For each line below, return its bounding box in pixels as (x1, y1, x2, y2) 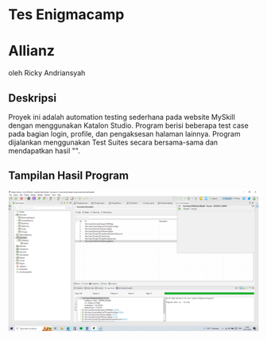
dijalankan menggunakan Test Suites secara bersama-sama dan (8, 137, 219, 147)
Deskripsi (8, 91, 57, 105)
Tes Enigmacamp (8, 6, 125, 24)
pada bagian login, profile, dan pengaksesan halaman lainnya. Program (8, 129, 241, 138)
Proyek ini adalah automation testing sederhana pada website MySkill (8, 112, 236, 121)
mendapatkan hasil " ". (8, 145, 81, 156)
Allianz (8, 42, 56, 60)
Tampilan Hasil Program (8, 169, 130, 183)
